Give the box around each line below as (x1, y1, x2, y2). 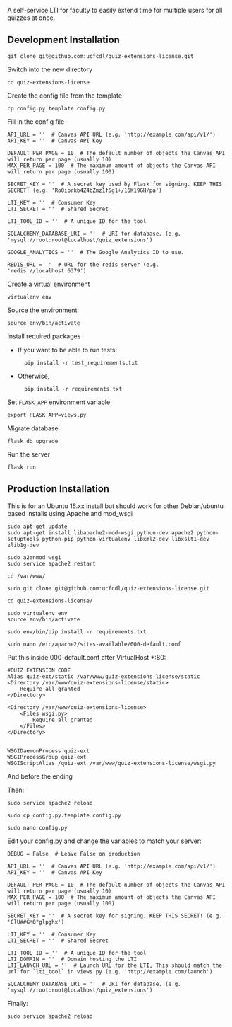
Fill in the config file (7, 117, 65, 126)
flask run (7, 464, 37, 471)
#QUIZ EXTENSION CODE (7, 667, 71, 674)
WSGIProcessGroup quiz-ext (7, 753, 87, 760)
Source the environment (7, 306, 78, 314)
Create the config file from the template (7, 91, 122, 100)
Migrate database (7, 424, 59, 432)
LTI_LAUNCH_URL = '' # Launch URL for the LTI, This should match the (7, 962, 222, 969)
